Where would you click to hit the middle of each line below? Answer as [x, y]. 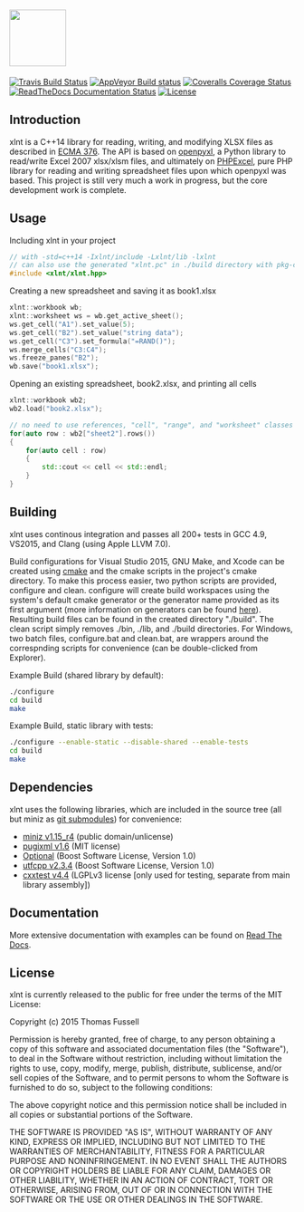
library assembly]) [56, 884]
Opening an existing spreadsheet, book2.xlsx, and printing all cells [133, 384]
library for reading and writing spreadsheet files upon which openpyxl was [148, 170]
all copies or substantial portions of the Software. [101, 1115]
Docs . [20, 944]
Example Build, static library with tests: [81, 726]
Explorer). [28, 658]
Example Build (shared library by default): [87, 675]
